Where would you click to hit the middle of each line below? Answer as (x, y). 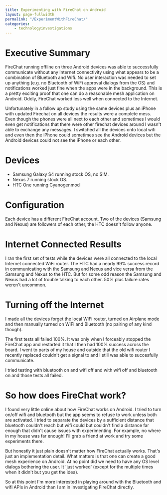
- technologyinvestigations (43, 28)
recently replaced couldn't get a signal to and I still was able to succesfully (82, 355)
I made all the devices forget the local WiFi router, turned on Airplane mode (82, 319)
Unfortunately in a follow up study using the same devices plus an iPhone (81, 108)
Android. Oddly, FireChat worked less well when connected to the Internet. (82, 99)
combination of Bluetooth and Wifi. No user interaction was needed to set (81, 77)
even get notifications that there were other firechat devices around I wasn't (83, 124)
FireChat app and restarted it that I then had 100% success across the (77, 344)
